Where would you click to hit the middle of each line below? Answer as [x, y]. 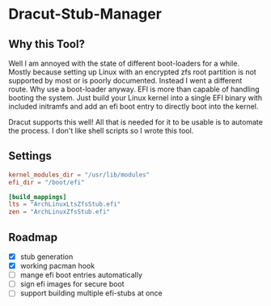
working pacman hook [57, 266]
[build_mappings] [38, 197]
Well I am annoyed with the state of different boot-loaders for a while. [124, 63]
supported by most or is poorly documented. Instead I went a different [125, 81]
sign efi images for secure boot [72, 284]
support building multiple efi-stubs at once [91, 293]
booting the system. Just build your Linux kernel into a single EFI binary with [135, 98]
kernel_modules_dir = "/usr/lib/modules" [79, 175]
